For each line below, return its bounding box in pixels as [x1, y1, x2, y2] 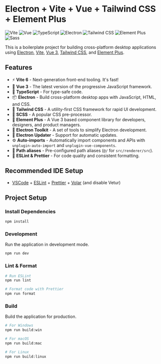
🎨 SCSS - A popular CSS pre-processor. [12, 111, 92, 117]
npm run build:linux [5, 354, 47, 359]
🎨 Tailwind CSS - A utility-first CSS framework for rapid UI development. [12, 106, 157, 112]
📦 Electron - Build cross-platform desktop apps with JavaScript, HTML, [12, 94, 156, 100]
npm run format [5, 291, 36, 296]
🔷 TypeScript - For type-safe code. [12, 89, 83, 95]
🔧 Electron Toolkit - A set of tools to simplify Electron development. [12, 127, 147, 133]
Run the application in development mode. [5, 241, 89, 248]
